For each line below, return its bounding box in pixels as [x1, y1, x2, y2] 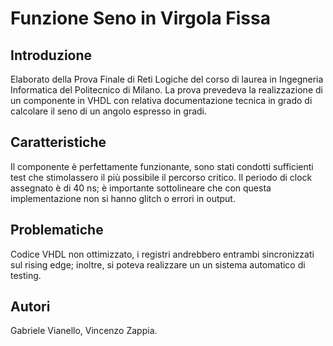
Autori [10, 298, 51, 316]
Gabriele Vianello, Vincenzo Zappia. [10, 325, 158, 337]
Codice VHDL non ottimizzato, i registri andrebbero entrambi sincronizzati [10, 248, 315, 260]
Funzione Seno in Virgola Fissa [10, 7, 271, 30]
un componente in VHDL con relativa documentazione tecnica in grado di [10, 95, 313, 106]
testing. [10, 269, 42, 281]
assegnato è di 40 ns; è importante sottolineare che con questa [10, 182, 272, 194]
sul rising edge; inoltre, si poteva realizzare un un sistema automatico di [10, 258, 306, 271]
